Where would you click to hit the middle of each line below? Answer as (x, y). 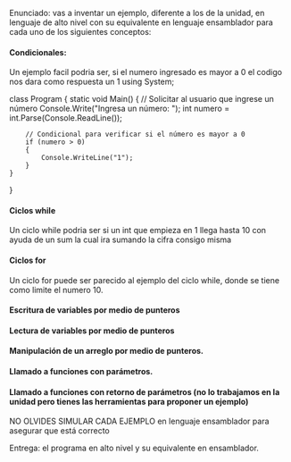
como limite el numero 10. (57, 290)
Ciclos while (33, 210)
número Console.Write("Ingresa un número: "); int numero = (120, 109)
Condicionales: (38, 52)
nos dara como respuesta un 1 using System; (92, 82)
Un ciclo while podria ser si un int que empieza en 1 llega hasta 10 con (137, 231)
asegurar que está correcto (59, 431)
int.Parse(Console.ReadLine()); (66, 118)
